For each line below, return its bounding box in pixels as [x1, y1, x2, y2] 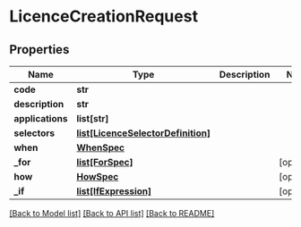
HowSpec [75, 171, 119, 182]
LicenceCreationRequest [9, 6, 199, 27]
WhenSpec [75, 141, 125, 154]
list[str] [75, 113, 109, 124]
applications [13, 113, 68, 124]
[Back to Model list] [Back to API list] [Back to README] [9, 208, 215, 218]
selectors [13, 127, 56, 139]
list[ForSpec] [75, 156, 133, 168]
